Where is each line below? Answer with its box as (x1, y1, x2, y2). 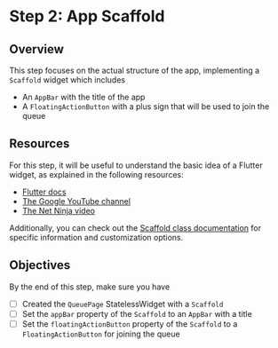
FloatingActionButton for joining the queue (21, 328, 180, 339)
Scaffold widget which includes (9, 75, 126, 85)
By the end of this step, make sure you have (9, 281, 171, 292)
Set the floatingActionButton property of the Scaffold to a (21, 318, 238, 329)
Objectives (9, 257, 71, 273)
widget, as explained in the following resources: (9, 169, 184, 179)
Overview (9, 42, 65, 57)
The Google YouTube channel (21, 195, 131, 206)
